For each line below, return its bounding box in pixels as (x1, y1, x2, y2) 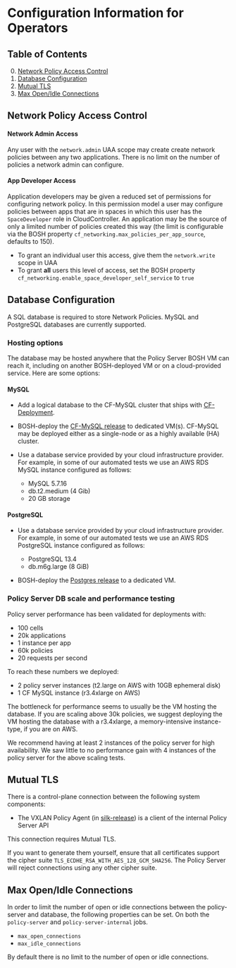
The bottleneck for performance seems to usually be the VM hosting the (7, 702, 217, 711)
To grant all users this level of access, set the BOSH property (17, 266, 196, 274)
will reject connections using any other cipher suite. (7, 863, 157, 872)
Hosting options (7, 338, 63, 348)
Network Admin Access (7, 129, 79, 138)
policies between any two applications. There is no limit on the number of (7, 153, 221, 161)
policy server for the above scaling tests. (7, 753, 125, 762)
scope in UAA (17, 258, 58, 266)
